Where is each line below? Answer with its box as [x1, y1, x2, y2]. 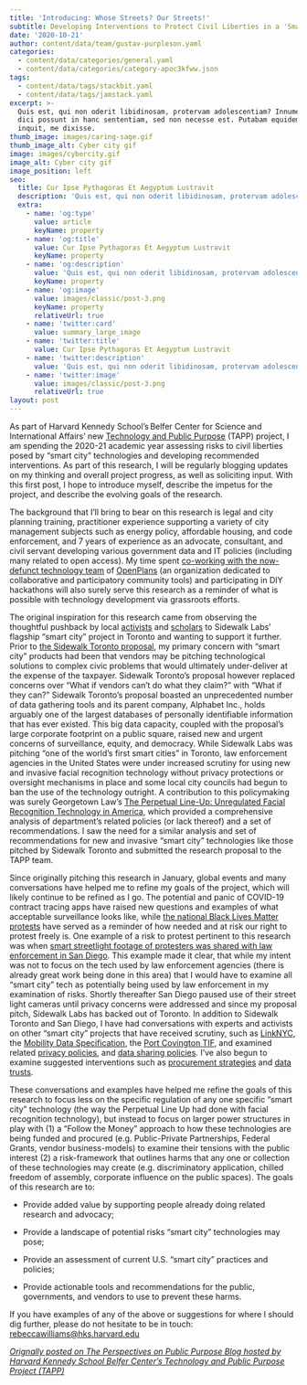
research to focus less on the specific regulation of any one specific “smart [9, 1094, 292, 1104]
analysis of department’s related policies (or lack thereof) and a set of [9, 815, 272, 826]
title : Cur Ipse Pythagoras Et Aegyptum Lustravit [17, 184, 215, 193]
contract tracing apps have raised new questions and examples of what [9, 901, 279, 912]
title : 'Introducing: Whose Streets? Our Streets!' [9, 13, 210, 23]
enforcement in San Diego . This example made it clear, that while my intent [9, 950, 291, 961]
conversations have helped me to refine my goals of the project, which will [9, 882, 290, 892]
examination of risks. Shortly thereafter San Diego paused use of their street [9, 989, 297, 999]
